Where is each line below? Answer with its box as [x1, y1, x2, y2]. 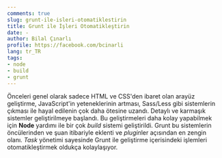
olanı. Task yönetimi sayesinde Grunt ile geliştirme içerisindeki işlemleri [7, 136, 207, 144]
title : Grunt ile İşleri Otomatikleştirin [7, 23, 130, 29]
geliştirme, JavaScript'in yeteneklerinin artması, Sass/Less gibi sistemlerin [7, 100, 216, 108]
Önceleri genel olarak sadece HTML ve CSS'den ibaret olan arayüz [7, 92, 195, 101]
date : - [7, 29, 29, 36]
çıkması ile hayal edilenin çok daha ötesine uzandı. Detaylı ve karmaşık [7, 107, 206, 115]
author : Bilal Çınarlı [7, 36, 72, 42]
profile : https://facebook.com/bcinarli [7, 42, 124, 49]
